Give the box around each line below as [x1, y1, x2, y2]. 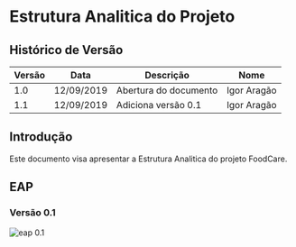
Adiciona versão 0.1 [116, 99, 202, 111]
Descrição [143, 69, 190, 81]
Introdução [9, 129, 73, 145]
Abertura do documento [116, 84, 218, 96]
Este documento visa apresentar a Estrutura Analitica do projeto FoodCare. [9, 153, 288, 164]
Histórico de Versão [9, 42, 124, 58]
